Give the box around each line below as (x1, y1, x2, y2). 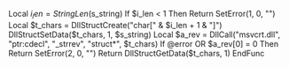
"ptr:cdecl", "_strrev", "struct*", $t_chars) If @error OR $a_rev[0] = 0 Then (8, 38, 279, 48)
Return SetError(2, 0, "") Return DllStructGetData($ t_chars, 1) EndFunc (8, 48, 265, 58)
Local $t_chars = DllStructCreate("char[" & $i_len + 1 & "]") (8, 19, 223, 30)
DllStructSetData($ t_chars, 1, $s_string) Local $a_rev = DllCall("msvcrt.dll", (8, 29, 281, 40)
